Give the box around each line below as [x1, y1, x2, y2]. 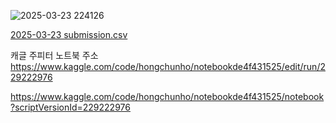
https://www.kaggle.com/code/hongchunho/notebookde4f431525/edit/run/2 [10, 61, 326, 72]
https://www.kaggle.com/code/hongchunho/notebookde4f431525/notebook [10, 91, 325, 102]
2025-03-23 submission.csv [10, 29, 128, 40]
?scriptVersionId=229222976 [10, 101, 131, 113]
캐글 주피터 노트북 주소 [10, 50, 99, 61]
